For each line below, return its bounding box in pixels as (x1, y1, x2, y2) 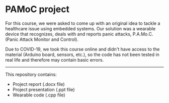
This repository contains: (5, 71, 57, 77)
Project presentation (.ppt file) (12, 86, 75, 92)
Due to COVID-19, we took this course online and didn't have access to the (5, 46, 160, 52)
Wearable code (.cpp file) (12, 92, 65, 98)
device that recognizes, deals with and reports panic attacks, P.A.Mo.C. (5, 31, 153, 37)
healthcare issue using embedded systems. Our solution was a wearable (5, 25, 156, 31)
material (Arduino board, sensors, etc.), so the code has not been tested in (5, 51, 160, 58)
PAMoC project (5, 4, 69, 15)
